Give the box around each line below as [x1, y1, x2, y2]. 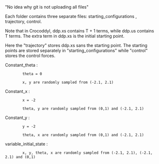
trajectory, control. [5, 19, 42, 24]
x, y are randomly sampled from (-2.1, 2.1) [22, 80, 114, 85]
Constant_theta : [5, 62, 38, 68]
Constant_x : [5, 89, 30, 94]
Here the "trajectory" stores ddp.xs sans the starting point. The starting [5, 43, 148, 48]
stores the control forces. [5, 53, 56, 59]
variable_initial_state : [5, 141, 48, 147]
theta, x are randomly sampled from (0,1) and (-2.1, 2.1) [22, 133, 144, 137]
